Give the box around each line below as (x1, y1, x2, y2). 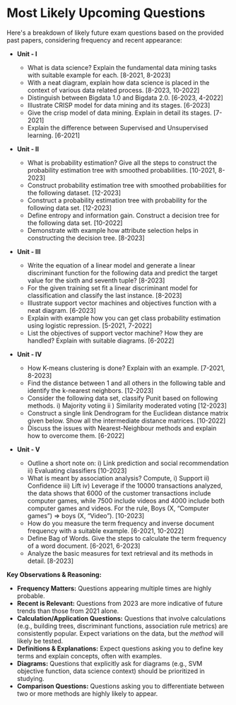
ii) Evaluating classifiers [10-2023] (27, 466, 127, 475)
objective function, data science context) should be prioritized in (16, 667, 206, 675)
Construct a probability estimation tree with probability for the (27, 196, 208, 205)
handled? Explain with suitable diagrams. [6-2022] (27, 336, 175, 345)
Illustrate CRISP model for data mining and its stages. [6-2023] (27, 101, 211, 109)
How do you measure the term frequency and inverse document (27, 519, 215, 527)
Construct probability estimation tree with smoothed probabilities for (27, 180, 227, 189)
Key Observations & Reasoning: (6, 570, 102, 578)
